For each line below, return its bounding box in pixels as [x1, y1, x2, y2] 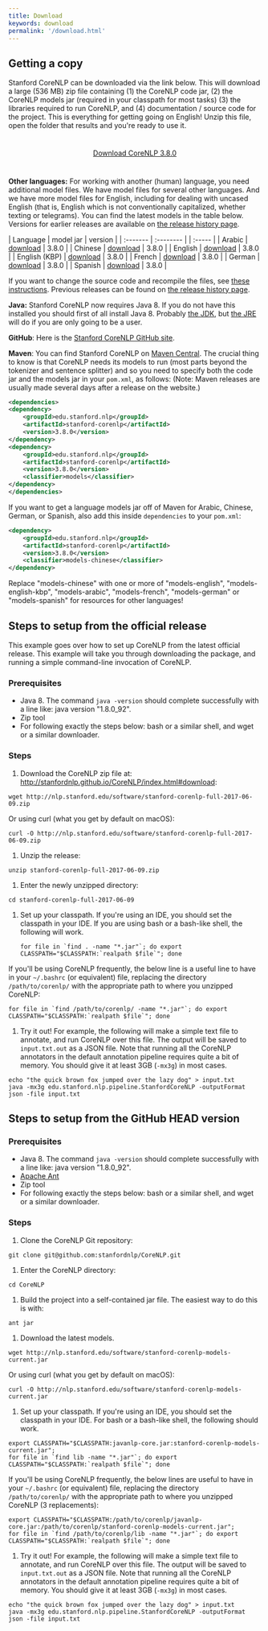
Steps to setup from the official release [8, 619, 207, 633]
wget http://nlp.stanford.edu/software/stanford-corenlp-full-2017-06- [8, 792, 253, 801]
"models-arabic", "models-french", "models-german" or [54, 587, 240, 597]
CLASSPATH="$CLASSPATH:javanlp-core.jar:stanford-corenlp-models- [33, 1439, 261, 1447]
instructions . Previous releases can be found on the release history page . [8, 284, 250, 294]
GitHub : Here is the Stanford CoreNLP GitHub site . [8, 332, 175, 342]
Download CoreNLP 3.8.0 [92, 148, 177, 158]
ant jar [8, 1319, 35, 1327]
